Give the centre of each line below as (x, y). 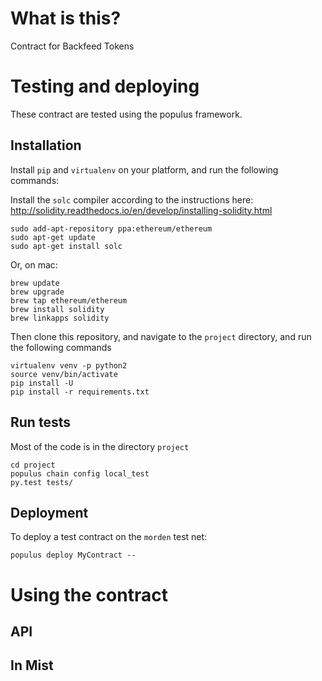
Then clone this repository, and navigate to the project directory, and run (161, 336)
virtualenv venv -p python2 (69, 365)
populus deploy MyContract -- (73, 555)
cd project (33, 465)
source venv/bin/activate (64, 374)
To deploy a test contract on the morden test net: (109, 537)
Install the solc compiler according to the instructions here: (132, 199)
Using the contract (89, 594)
